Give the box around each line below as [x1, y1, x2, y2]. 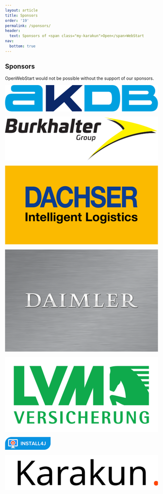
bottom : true [9, 44, 36, 49]
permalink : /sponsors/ [5, 23, 51, 28]
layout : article [5, 8, 38, 13]
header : [5, 28, 21, 34]
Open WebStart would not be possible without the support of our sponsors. [5, 75, 154, 81]
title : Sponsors [5, 13, 38, 18]
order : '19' [5, 18, 29, 23]
